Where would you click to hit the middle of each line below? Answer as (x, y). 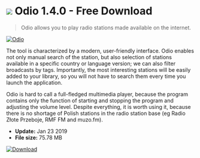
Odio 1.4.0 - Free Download (84, 11)
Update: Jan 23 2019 (41, 131)
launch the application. (34, 83)
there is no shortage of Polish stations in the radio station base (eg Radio (96, 113)
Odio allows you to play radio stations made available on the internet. (106, 28)
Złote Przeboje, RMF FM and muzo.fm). (54, 119)
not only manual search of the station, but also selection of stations (89, 57)
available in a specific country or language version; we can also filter (91, 63)
